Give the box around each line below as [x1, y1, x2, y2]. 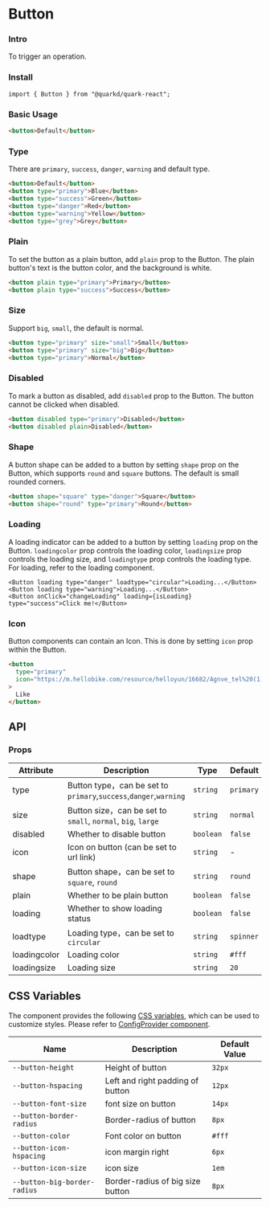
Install [8, 72, 34, 83]
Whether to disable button [67, 829, 166, 840]
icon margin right [104, 1146, 170, 1157]
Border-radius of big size [104, 1175, 201, 1186]
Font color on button [104, 1130, 182, 1141]
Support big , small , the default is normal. [8, 323, 145, 333]
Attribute [18, 765, 54, 776]
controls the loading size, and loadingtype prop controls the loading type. [8, 554, 252, 563]
